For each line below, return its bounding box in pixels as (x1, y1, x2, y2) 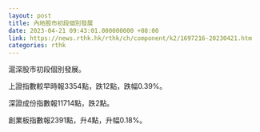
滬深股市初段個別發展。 (8, 65, 86, 74)
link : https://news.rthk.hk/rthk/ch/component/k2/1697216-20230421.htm (8, 34, 252, 42)
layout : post (8, 11, 52, 20)
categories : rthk (8, 42, 66, 50)
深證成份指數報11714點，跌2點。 (8, 98, 114, 108)
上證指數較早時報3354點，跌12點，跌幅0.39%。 (8, 82, 167, 91)
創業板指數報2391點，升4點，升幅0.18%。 (8, 115, 147, 125)
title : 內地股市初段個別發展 (8, 19, 94, 27)
